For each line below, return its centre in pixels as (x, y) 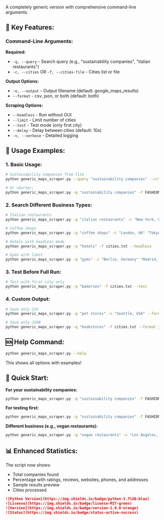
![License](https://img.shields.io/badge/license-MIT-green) (69, 503)
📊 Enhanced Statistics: (42, 451)
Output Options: (22, 81)
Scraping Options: (24, 105)
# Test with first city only (35, 282)
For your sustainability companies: (41, 390)
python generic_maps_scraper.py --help (46, 353)
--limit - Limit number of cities (44, 120)
